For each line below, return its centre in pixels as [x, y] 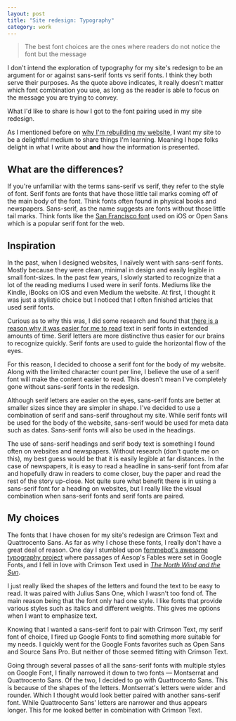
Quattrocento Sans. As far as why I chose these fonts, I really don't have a [114, 542]
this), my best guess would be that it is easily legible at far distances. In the [116, 458]
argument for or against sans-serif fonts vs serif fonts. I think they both [110, 75]
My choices [33, 518]
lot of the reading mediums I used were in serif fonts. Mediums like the [109, 285]
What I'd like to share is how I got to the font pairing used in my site [105, 111]
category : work [29, 27]
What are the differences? [66, 169]
